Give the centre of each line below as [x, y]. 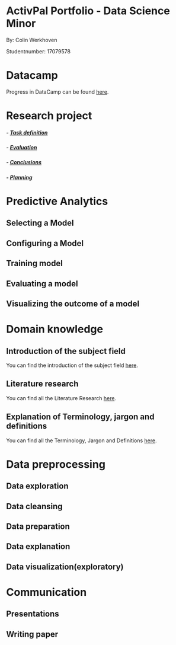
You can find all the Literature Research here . [61, 398]
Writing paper [32, 634]
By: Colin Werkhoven [32, 40]
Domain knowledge [55, 329]
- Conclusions [24, 162]
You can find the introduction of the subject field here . [72, 365]
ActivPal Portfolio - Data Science [88, 11]
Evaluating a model [42, 284]
